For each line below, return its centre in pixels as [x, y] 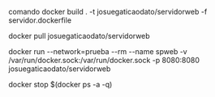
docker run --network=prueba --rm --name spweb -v [98, 51]
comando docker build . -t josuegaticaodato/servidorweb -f [108, 12]
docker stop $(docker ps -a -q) [60, 84]
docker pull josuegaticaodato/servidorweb [79, 36]
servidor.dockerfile [40, 20]
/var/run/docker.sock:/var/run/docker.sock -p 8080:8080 [104, 60]
